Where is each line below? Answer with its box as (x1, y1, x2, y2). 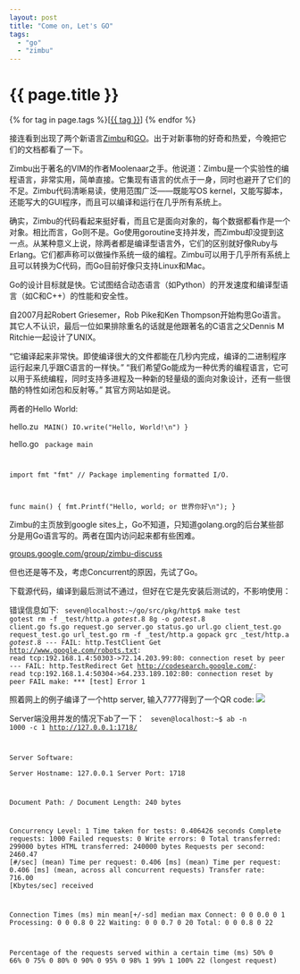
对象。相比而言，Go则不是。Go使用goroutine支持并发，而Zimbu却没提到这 (9, 227, 285, 238)
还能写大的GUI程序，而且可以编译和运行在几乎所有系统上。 (9, 197, 227, 208)
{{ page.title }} (9, 85, 120, 106)
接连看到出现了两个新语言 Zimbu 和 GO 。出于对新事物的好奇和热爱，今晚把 (9, 133, 279, 144)
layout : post (9, 13, 58, 22)
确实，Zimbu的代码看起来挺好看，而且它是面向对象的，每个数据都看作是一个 (9, 216, 291, 226)
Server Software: (9, 753, 74, 762)
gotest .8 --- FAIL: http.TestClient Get (9, 638, 162, 647)
